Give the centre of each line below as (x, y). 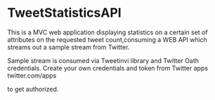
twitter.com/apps (32, 76)
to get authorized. (33, 89)
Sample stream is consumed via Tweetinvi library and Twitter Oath (103, 60)
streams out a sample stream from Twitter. (69, 47)
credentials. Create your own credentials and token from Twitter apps (108, 68)
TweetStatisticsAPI (64, 13)
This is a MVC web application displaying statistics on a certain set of (108, 32)
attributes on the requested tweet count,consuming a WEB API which (107, 39)
